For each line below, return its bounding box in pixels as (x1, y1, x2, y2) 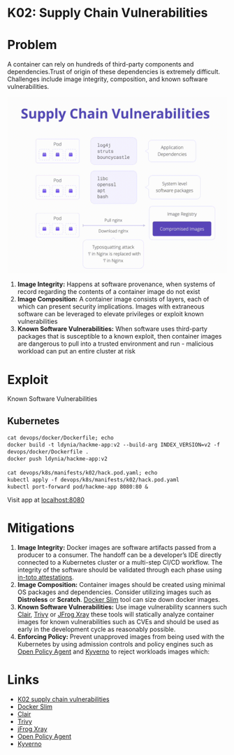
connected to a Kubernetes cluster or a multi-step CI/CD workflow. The (17, 558, 223, 567)
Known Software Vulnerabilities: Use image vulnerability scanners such (17, 603, 227, 612)
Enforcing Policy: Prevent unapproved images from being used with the (17, 633, 225, 641)
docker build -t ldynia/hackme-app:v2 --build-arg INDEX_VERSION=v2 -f (7, 442, 220, 449)
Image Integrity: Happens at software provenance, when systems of (17, 280, 215, 288)
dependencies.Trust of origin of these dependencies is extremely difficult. (7, 68, 221, 76)
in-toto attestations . (17, 573, 75, 581)
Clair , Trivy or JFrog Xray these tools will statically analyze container (17, 610, 214, 619)
